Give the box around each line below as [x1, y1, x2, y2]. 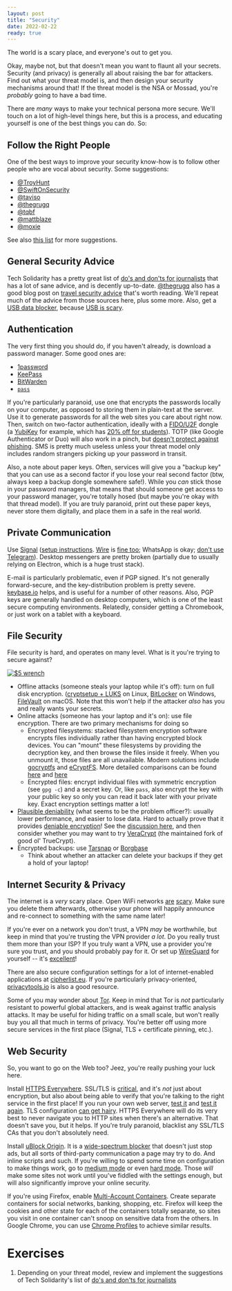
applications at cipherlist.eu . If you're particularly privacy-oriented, [7, 975, 197, 983]
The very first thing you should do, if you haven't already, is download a [7, 341, 211, 350]
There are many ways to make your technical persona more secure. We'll [7, 104, 215, 113]
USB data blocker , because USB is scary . [7, 303, 124, 312]
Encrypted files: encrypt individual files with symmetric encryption [27, 778, 216, 786]
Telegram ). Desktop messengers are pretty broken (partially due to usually [7, 552, 220, 560]
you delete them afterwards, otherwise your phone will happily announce [7, 905, 215, 913]
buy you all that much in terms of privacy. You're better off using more [7, 1018, 207, 1026]
